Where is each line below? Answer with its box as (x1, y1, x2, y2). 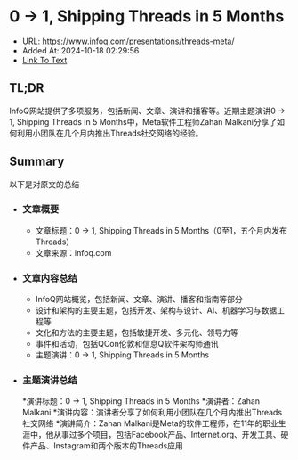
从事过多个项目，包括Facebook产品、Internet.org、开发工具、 (52, 430, 281, 440)
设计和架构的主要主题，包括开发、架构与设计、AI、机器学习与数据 (35, 305, 278, 316)
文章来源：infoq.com (35, 247, 112, 258)
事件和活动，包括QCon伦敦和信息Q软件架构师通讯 (35, 339, 219, 349)
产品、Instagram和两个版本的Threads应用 (29, 440, 184, 451)
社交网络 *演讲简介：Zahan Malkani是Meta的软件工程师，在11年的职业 (21, 418, 278, 429)
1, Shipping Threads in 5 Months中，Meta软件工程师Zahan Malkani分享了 (9, 116, 278, 127)
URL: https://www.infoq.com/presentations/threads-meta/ (21, 36, 235, 46)
